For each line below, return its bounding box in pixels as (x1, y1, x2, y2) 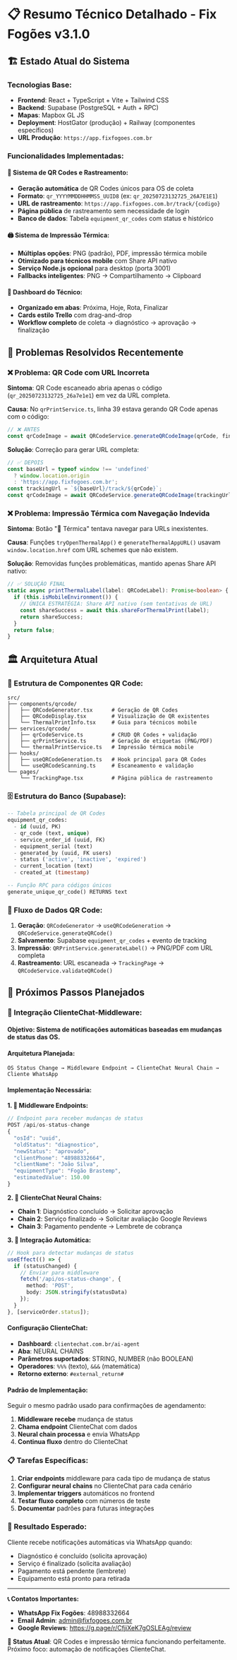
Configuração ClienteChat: (7, 1324, 88, 1332)
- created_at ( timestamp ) (13, 869, 90, 876)
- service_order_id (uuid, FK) (13, 836, 106, 843)
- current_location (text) (13, 863, 93, 870)
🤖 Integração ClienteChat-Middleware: (7, 1008, 142, 1017)
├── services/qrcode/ (7, 725, 71, 732)
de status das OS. (7, 1032, 61, 1041)
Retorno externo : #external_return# (17, 1369, 124, 1378)
